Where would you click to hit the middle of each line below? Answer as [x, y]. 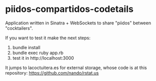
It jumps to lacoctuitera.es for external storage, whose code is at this [76, 68]
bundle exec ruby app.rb [38, 53]
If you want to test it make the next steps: [48, 38]
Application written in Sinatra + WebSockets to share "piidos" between [78, 23]
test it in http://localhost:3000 [43, 58]
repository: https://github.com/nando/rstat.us [52, 73]
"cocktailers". [19, 28]
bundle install [26, 47]
